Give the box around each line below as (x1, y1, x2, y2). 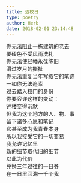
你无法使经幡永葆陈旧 (6, 58, 59, 65)
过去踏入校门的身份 (6, 88, 54, 95)
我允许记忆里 (6, 140, 38, 148)
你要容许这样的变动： (6, 95, 59, 103)
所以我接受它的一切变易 (6, 133, 64, 140)
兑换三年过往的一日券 (6, 163, 59, 170)
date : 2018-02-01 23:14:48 (6, 25, 74, 32)
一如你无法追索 (6, 80, 43, 88)
